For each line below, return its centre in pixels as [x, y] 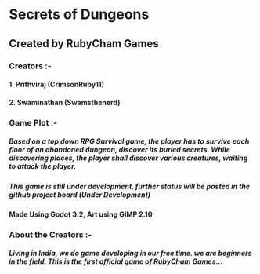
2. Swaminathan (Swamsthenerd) [65, 102]
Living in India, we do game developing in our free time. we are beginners [131, 254]
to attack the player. [43, 166]
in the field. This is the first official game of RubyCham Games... [116, 261]
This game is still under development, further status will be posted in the [130, 186]
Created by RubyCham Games [84, 44]
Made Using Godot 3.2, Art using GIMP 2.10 [81, 214]
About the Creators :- [51, 235]
